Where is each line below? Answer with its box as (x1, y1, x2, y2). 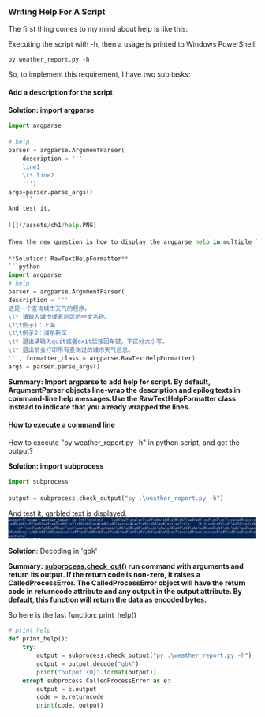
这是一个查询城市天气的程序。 (8, 304, 91, 312)
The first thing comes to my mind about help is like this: (8, 24, 188, 34)
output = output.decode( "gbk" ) (36, 659, 140, 668)
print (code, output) (36, 701, 104, 710)
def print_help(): (8, 635, 69, 643)
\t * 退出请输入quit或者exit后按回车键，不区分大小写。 (8, 338, 168, 345)
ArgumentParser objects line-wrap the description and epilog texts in (8, 385, 241, 394)
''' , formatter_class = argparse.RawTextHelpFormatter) (8, 354, 196, 362)
